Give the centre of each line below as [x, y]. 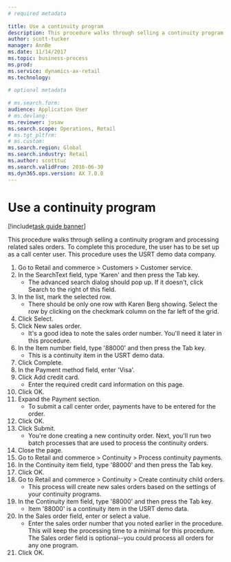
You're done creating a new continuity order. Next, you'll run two [120, 436]
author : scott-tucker [39, 39]
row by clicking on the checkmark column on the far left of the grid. [123, 312]
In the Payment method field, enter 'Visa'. [76, 370]
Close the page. [40, 451]
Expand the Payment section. [59, 399]
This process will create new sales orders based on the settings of [122, 487]
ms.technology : [30, 77]
